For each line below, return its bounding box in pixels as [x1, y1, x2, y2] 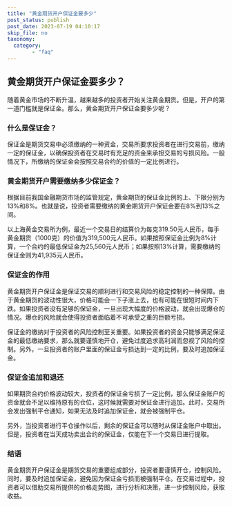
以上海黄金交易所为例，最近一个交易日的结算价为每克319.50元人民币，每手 [7, 225, 220, 233]
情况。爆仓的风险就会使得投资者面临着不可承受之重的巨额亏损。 [7, 313, 188, 321]
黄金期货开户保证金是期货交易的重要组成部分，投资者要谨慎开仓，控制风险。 [7, 466, 225, 474]
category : [13, 42, 41, 49]
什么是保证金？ [7, 123, 57, 133]
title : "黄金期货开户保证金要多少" [7, 10, 97, 17]
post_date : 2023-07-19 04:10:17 [7, 23, 100, 30]
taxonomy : [7, 36, 36, 43]
